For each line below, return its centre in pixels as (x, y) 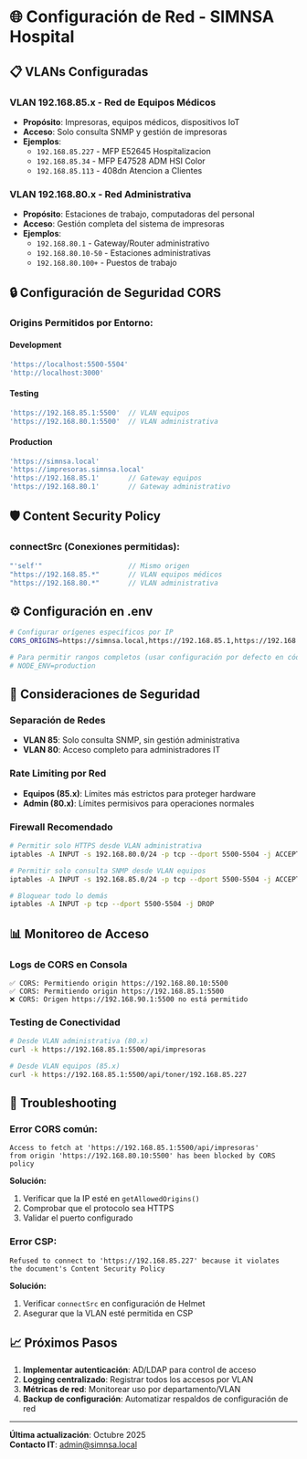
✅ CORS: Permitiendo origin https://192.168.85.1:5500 (117, 991)
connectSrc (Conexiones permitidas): (95, 547)
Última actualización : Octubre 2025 (78, 1434)
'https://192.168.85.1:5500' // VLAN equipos (100, 413)
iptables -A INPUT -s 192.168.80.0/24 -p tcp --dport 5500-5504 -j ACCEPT (155, 854)
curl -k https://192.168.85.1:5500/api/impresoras (108, 1050)
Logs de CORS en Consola (69, 964)
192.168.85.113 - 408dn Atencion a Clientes (119, 170)
